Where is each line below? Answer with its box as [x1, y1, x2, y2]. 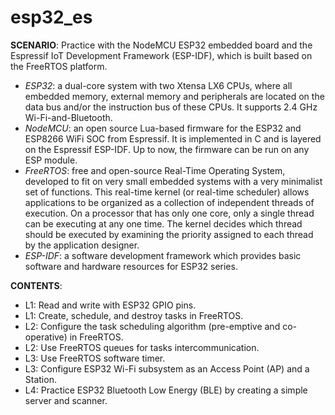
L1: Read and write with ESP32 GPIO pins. [24, 299, 197, 311]
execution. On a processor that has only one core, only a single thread [24, 207, 315, 219]
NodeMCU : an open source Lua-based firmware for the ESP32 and [24, 122, 302, 134]
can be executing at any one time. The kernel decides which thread [24, 217, 303, 230]
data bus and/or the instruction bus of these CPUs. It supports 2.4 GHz [24, 101, 318, 113]
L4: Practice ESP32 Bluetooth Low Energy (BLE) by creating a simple [24, 384, 308, 396]
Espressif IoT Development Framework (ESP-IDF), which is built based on [10, 49, 313, 61]
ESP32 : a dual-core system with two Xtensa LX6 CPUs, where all [24, 79, 293, 91]
